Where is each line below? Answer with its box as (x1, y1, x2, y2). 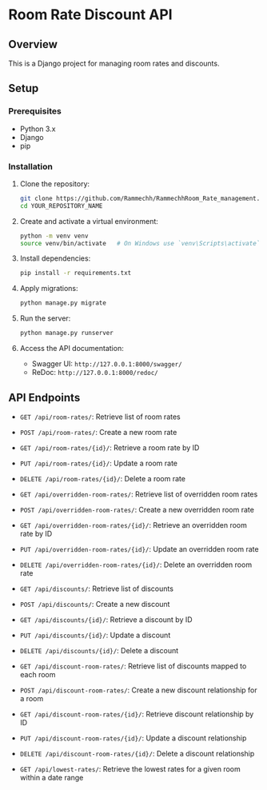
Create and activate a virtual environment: (19, 216, 158, 225)
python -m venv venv (19, 232, 89, 240)
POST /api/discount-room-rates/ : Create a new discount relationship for (19, 685, 257, 695)
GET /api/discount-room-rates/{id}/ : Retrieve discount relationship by (19, 709, 254, 719)
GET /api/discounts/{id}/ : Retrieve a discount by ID (19, 614, 193, 624)
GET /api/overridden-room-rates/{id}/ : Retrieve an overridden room (19, 520, 248, 529)
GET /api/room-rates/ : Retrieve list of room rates (19, 412, 181, 421)
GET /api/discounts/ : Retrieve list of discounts (19, 584, 174, 593)
